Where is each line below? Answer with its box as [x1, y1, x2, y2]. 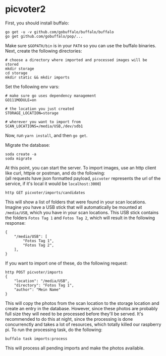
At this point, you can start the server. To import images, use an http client [5, 165, 157, 171]
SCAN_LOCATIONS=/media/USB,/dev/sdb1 [5, 123, 83, 129]
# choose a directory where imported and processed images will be [5, 57, 148, 63]
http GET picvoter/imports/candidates [5, 190, 85, 195]
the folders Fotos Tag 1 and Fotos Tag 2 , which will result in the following [5, 215, 155, 221]
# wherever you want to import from [5, 119, 81, 124]
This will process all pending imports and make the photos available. [5, 345, 145, 351]
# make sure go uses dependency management [5, 93, 97, 98]
